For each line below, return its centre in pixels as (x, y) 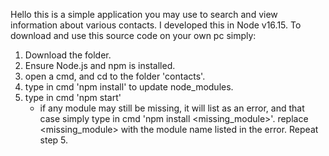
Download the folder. (68, 55)
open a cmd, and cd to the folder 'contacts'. (115, 76)
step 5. (54, 140)
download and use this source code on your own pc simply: (133, 35)
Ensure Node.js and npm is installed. (100, 65)
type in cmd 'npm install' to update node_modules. (129, 87)
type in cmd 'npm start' (73, 97)
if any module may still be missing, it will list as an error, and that (172, 108)
